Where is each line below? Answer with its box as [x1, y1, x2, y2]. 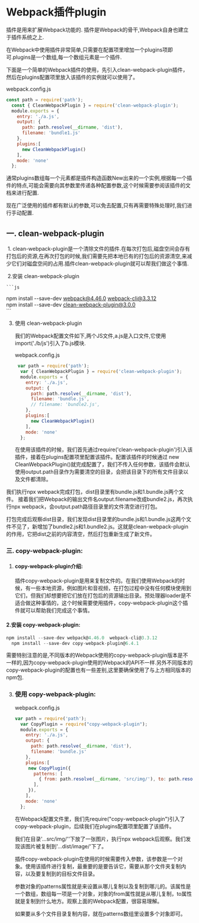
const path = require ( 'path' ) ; [6, 97, 84, 103]
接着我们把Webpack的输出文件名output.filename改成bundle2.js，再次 [17, 496, 188, 503]
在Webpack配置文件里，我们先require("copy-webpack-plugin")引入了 [14, 815, 185, 822]
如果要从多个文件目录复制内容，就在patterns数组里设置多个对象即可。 [14, 910, 186, 917]
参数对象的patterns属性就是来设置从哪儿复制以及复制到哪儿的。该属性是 [14, 883, 191, 890]
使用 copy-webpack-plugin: [14, 690, 96, 698]
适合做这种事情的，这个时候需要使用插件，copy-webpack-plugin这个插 [14, 599, 188, 606]
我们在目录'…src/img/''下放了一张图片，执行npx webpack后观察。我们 [14, 835, 186, 842]
